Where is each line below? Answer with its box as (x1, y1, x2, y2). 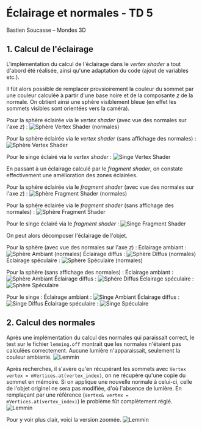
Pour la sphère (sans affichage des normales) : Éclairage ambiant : (6, 268, 174, 276)
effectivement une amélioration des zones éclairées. (6, 171, 138, 178)
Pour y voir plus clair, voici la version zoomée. (6, 416, 121, 423)
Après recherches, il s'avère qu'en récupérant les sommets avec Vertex (6, 365, 186, 372)
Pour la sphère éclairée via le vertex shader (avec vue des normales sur (6, 116, 187, 123)
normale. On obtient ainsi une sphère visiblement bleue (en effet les (6, 98, 177, 105)
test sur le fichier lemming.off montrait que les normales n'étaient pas (6, 340, 181, 348)
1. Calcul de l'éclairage (6, 44, 93, 54)
